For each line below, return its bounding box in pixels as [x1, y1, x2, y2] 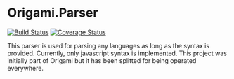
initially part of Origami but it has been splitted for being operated [7, 56, 197, 64]
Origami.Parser [7, 5, 98, 21]
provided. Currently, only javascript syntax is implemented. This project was [7, 49, 227, 57]
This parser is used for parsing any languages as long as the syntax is [7, 41, 209, 50]
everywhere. [7, 64, 44, 72]
